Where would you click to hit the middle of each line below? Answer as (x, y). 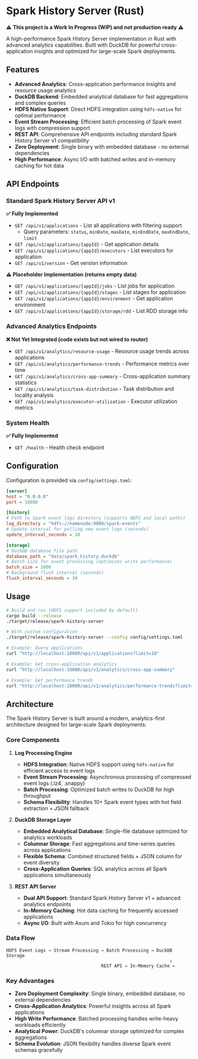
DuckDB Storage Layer (43, 819)
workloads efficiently (40, 1025)
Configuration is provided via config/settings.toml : (69, 480)
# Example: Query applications (44, 648)
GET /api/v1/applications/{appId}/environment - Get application (94, 299)
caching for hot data (39, 165)
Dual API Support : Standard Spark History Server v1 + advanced (102, 898)
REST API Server (35, 886)
